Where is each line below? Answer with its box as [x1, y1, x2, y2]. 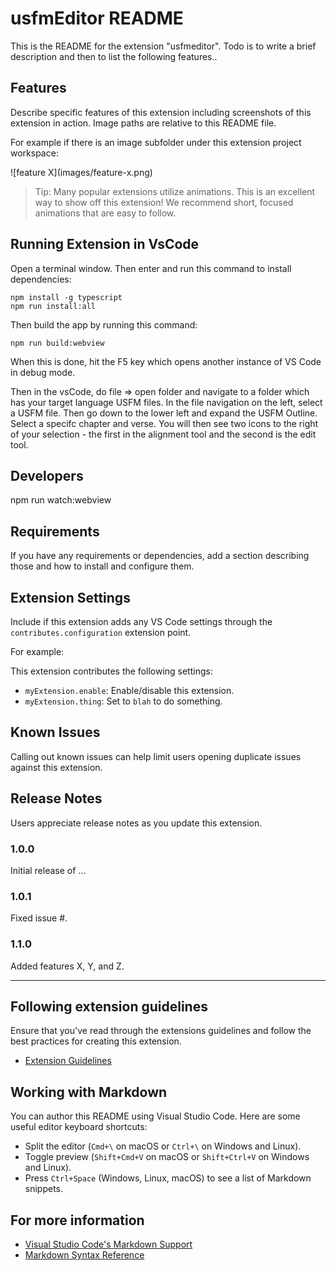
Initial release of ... [10, 864, 87, 876]
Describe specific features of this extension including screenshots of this [10, 106, 312, 118]
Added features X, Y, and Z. [10, 960, 125, 972]
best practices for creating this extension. [10, 1035, 182, 1047]
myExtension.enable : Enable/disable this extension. [24, 685, 235, 696]
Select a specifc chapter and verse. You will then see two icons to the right [10, 417, 319, 429]
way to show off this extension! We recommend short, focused [34, 196, 294, 208]
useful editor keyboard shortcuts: [10, 1121, 148, 1133]
